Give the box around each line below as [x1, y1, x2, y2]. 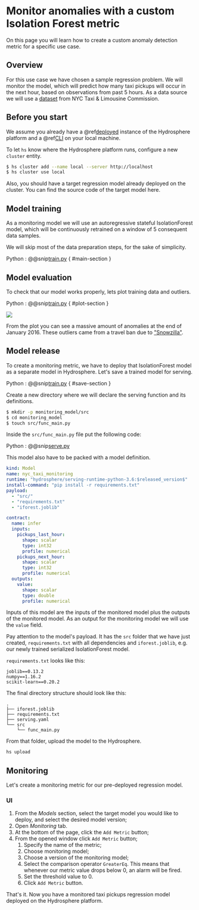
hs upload [6, 749, 31, 755]
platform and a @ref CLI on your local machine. [6, 134, 121, 141]
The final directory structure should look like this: [6, 690, 127, 697]
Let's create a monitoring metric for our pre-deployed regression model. [6, 781, 184, 789]
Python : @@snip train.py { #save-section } [6, 379, 111, 387]
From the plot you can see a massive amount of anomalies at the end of [6, 322, 182, 329]
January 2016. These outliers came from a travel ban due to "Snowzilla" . [6, 329, 184, 336]
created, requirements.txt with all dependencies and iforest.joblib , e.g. [6, 639, 188, 647]
